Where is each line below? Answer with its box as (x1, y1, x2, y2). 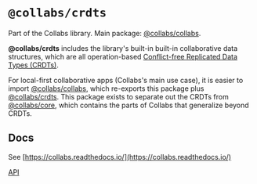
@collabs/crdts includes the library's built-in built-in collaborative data (8, 43, 238, 52)
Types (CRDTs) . (8, 60, 59, 70)
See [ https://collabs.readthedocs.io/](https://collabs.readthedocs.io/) (8, 152, 232, 161)
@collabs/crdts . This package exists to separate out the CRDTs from (8, 92, 229, 101)
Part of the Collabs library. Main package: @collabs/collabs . (8, 28, 201, 38)
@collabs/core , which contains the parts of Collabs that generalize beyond (8, 100, 249, 110)
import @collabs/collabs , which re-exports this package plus (8, 84, 205, 93)
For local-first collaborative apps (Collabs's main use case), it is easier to (8, 75, 244, 85)
